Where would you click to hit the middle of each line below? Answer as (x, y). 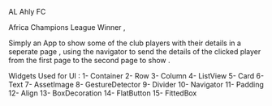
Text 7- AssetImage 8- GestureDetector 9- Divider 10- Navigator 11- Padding (136, 85)
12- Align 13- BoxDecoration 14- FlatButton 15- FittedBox (103, 93)
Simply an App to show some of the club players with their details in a (125, 43)
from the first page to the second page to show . (89, 60)
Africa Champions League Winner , (67, 27)
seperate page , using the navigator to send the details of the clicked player (135, 51)
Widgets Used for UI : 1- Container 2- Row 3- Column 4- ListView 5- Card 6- (136, 76)
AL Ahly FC (27, 12)
